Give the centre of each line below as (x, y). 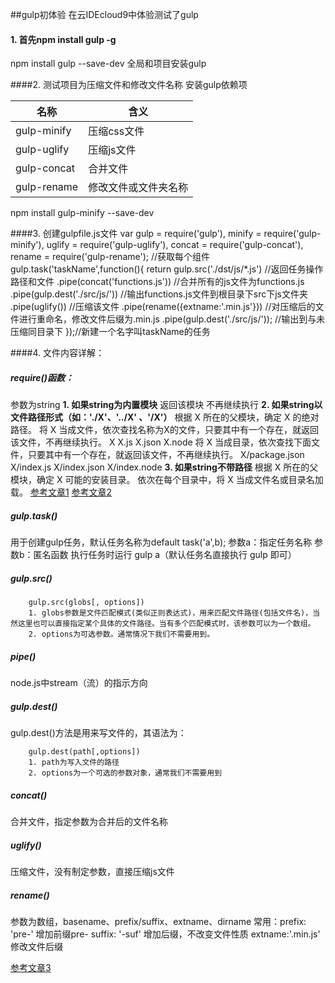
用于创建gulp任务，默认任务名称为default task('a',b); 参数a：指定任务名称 (161, 542)
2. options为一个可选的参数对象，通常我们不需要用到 (125, 773)
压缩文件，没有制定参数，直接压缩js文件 (92, 871)
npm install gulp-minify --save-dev (82, 213)
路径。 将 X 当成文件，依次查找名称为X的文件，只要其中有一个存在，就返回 (164, 430)
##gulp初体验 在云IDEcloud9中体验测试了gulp (104, 14)
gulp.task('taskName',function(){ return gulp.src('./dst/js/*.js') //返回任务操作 (167, 269)
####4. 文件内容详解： (57, 353)
